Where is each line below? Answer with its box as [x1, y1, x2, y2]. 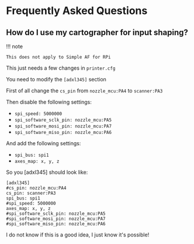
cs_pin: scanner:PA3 [6, 190, 57, 196]
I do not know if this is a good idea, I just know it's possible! [6, 231, 150, 238]
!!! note [6, 43, 23, 50]
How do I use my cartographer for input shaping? [6, 28, 189, 37]
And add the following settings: [6, 140, 81, 147]
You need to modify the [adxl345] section [6, 76, 107, 83]
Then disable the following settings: [6, 98, 92, 105]
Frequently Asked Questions [6, 4, 148, 18]
